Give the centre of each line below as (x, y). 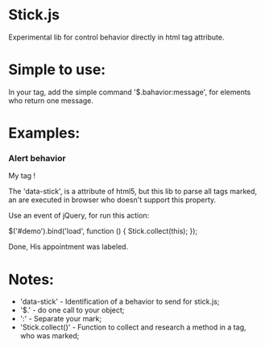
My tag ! (22, 176)
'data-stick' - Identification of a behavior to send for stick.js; (120, 302)
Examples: (44, 133)
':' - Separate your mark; (61, 319)
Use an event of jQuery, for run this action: (79, 216)
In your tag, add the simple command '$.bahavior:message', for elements (130, 92)
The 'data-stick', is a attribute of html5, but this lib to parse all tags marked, (133, 192)
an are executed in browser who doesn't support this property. (112, 200)
